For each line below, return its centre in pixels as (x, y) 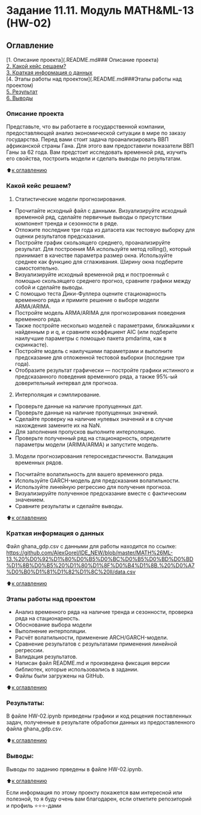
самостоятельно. (37, 268)
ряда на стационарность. (47, 619)
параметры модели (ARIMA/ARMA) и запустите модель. (87, 444)
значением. (30, 500)
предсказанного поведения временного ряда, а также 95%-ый (96, 377)
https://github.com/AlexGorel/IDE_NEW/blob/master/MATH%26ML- (89, 553)
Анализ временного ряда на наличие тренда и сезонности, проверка (104, 612)
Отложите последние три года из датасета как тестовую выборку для (105, 229)
